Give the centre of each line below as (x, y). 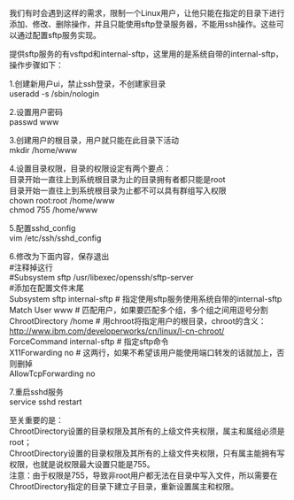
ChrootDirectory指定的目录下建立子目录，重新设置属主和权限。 (124, 486)
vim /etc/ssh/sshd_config (55, 238)
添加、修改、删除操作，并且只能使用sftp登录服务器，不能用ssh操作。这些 (143, 24)
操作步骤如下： (36, 65)
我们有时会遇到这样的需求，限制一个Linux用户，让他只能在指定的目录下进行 (147, 13)
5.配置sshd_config (43, 228)
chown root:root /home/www (62, 200)
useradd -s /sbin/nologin (54, 94)
